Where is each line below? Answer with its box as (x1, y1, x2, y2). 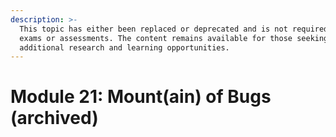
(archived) (10, 107, 99, 130)
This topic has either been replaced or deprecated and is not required (19, 24, 329, 34)
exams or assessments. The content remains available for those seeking (19, 33, 329, 43)
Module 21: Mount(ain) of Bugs (10, 86, 272, 108)
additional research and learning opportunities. (19, 42, 230, 53)
